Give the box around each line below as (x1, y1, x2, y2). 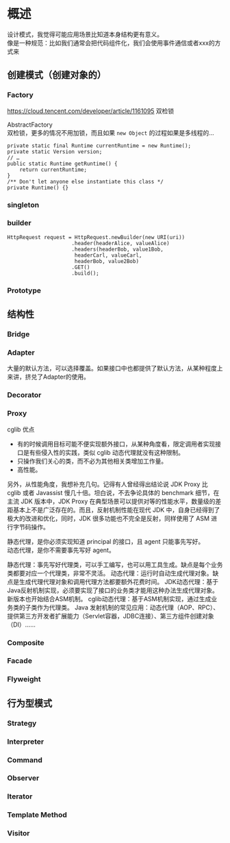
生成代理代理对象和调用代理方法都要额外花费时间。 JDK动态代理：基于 (18, 577, 219, 586)
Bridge (7, 329, 30, 339)
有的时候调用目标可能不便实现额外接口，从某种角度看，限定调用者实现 (16, 440, 216, 448)
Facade (7, 656, 33, 666)
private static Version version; (7, 148, 103, 155)
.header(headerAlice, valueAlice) (71, 240, 170, 247)
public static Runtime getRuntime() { (7, 160, 118, 167)
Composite (7, 638, 44, 647)
